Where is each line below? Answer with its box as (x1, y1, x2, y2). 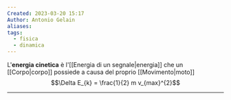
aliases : (7, 23, 32, 29)
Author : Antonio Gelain (7, 16, 76, 23)
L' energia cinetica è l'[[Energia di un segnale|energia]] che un (7, 61, 184, 68)
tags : (7, 29, 23, 36)
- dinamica (13, 42, 45, 49)
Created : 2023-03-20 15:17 (7, 10, 85, 17)
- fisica (13, 36, 38, 42)
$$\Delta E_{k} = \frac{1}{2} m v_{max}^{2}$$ (50, 79, 181, 86)
